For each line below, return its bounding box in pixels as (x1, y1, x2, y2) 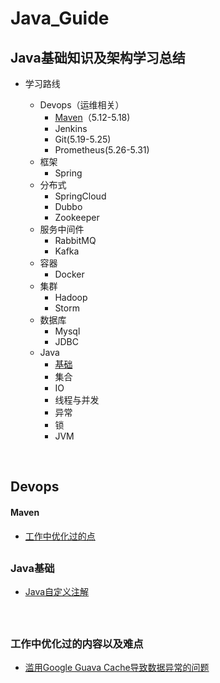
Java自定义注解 (24, 586, 90, 598)
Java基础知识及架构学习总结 (10, 49, 186, 66)
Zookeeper (54, 212, 100, 223)
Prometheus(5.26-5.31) (54, 144, 150, 156)
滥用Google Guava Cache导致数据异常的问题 (24, 662, 210, 674)
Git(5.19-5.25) (54, 133, 112, 145)
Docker (54, 268, 85, 280)
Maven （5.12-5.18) (54, 112, 131, 123)
